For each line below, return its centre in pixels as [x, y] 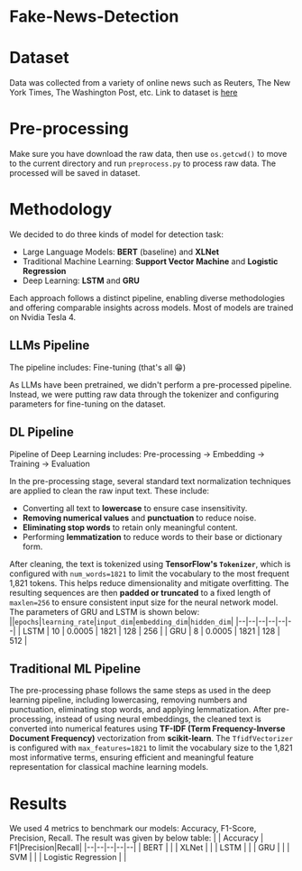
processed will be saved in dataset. [75, 173]
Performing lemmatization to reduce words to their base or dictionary [152, 536]
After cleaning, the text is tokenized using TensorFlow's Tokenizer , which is [150, 564]
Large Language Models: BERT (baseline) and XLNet [120, 252]
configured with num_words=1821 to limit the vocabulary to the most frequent [150, 573]
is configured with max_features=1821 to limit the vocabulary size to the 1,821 [151, 748]
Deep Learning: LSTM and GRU [81, 280]
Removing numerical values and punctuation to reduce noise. [139, 518]
